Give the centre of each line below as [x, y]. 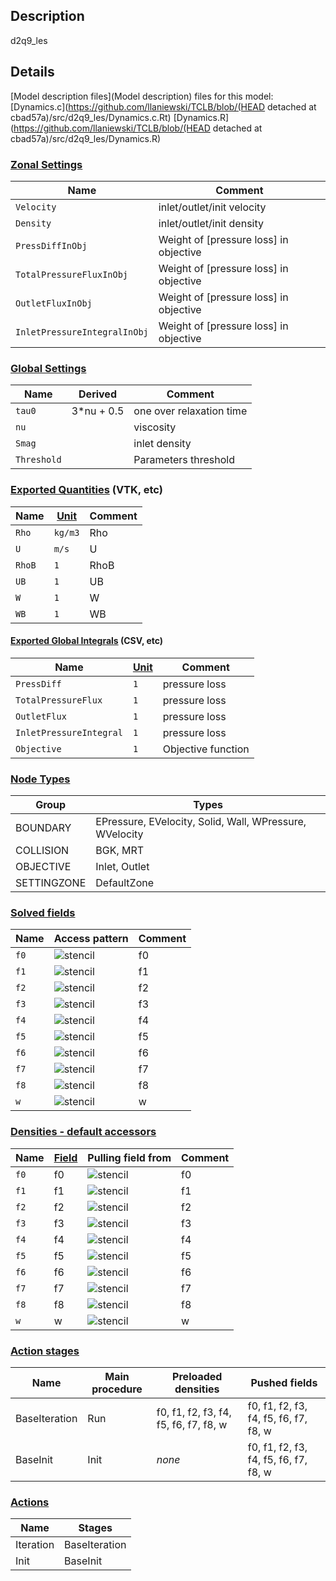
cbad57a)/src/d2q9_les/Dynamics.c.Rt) [91, 117]
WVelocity [119, 834]
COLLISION [42, 851]
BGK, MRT [120, 851]
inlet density [162, 444]
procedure [117, 1389]
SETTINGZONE [51, 883]
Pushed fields [284, 1382]
